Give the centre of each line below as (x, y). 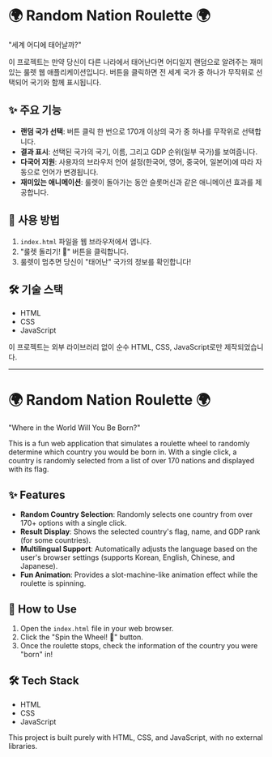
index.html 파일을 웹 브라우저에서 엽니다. (86, 241)
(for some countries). (55, 540)
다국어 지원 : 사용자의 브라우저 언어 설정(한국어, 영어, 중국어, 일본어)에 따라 (137, 161)
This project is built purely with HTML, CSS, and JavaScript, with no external (136, 737)
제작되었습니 (244, 347)
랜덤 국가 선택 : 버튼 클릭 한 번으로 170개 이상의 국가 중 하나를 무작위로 (130, 131)
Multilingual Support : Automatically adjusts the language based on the (138, 549)
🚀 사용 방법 (34, 220)
